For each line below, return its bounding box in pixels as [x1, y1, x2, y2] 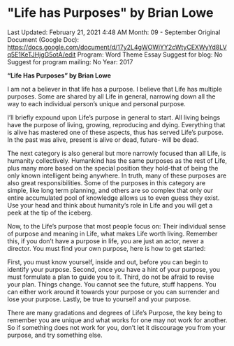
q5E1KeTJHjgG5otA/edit [7, 50, 76, 59]
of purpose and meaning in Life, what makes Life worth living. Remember [7, 229, 218, 238]
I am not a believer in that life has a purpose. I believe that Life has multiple [7, 85, 222, 93]
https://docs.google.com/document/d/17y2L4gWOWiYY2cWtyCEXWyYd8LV [7, 43, 227, 51]
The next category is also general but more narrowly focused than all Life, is [7, 149, 226, 157]
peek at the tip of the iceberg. [7, 208, 93, 217]
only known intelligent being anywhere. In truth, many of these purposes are [7, 171, 227, 180]
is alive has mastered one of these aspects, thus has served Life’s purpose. [7, 128, 224, 136]
